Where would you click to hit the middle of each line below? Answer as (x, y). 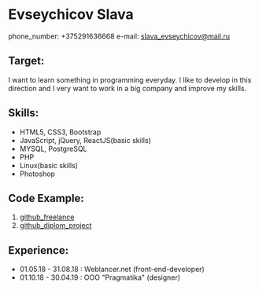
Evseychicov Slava (71, 15)
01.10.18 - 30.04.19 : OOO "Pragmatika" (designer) (100, 277)
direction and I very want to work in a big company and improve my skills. (127, 88)
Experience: (39, 250)
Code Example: (46, 198)
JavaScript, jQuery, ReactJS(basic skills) (85, 140)
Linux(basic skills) (49, 165)
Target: (26, 61)
